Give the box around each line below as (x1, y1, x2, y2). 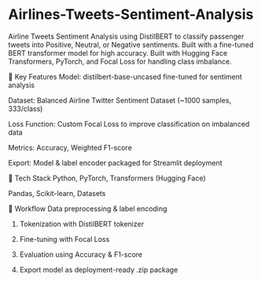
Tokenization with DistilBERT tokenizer (19, 219, 144, 228)
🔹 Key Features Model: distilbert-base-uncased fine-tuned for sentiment (8, 72, 242, 81)
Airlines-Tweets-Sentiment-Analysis (8, 6, 254, 24)
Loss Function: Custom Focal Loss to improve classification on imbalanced (8, 119, 250, 128)
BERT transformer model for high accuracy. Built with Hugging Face (8, 48, 228, 58)
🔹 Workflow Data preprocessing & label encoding (8, 203, 167, 213)
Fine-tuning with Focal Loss (19, 234, 110, 243)
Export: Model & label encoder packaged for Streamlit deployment (8, 158, 222, 167)
